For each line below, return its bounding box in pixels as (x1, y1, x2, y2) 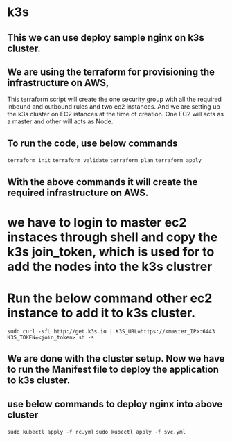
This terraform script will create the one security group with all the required (7, 95, 222, 104)
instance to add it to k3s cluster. (7, 305, 196, 321)
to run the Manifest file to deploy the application (7, 364, 220, 375)
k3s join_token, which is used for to (7, 244, 215, 260)
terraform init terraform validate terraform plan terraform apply (7, 157, 202, 164)
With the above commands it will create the (7, 176, 198, 188)
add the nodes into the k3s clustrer (7, 258, 213, 274)
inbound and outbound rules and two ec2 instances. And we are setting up (7, 103, 220, 111)
